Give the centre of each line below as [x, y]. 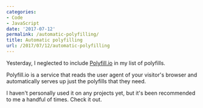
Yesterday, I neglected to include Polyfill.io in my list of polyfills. [86, 63]
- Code [15, 18]
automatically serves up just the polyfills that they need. [76, 81]
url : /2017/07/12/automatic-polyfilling [58, 46]
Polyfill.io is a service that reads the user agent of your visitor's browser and [102, 75]
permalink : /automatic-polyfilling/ [53, 35]
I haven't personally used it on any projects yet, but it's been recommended [101, 93]
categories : [21, 12]
